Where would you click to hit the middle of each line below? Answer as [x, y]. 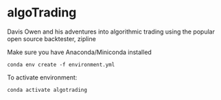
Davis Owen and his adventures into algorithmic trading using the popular [111, 32]
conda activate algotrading [47, 90]
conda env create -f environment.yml [61, 64]
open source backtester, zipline [51, 38]
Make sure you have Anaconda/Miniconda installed [80, 52]
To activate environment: [42, 77]
